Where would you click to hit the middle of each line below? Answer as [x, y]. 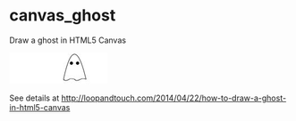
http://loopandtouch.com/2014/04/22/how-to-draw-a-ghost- [174, 98]
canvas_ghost [63, 16]
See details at [34, 98]
